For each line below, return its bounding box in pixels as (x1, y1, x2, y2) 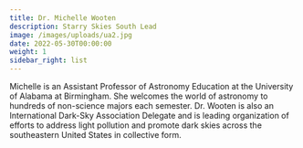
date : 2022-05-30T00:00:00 (9, 38, 112, 48)
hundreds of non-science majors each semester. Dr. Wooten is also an (9, 100, 274, 111)
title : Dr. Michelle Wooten (9, 13, 117, 23)
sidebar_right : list (9, 56, 89, 65)
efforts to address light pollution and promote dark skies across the (9, 120, 263, 131)
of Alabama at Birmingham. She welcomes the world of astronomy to (9, 90, 268, 101)
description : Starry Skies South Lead (9, 22, 157, 31)
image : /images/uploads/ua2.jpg (9, 30, 132, 39)
